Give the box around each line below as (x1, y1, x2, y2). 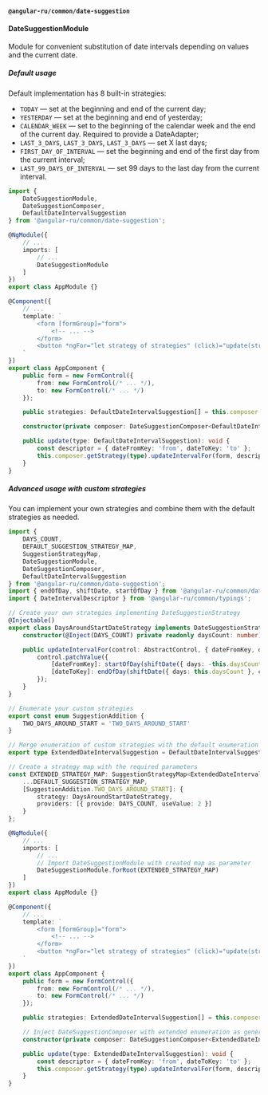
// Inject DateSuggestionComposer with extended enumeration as (22, 1028, 241, 1037)
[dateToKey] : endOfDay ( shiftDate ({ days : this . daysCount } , (50, 668, 255, 676)
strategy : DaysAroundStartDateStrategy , (37, 793, 173, 801)
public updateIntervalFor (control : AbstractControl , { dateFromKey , (22, 645, 255, 654)
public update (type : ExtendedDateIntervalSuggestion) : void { (22, 1050, 234, 1058)
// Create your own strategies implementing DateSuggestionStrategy (8, 609, 241, 617)
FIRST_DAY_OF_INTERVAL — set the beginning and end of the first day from (19, 146, 260, 156)
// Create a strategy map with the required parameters (8, 763, 198, 771)
